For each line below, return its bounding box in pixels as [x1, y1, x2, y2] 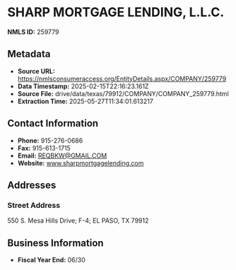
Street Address [7, 200, 61, 210]
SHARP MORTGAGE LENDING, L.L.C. [7, 4, 225, 20]
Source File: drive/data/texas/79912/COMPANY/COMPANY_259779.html [17, 89, 230, 98]
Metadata [7, 48, 51, 60]
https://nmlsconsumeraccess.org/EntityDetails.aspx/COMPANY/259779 [17, 74, 227, 83]
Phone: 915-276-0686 [17, 136, 83, 145]
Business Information [7, 237, 104, 249]
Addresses [7, 179, 57, 191]
